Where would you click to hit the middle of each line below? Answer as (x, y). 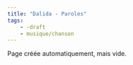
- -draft (33, 27)
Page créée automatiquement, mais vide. (67, 54)
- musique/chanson (47, 34)
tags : (15, 20)
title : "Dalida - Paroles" (47, 14)
